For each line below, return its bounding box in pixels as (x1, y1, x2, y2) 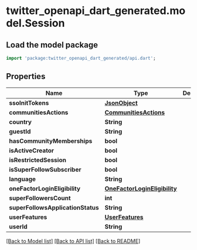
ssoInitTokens (9, 98, 49, 107)
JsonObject (104, 98, 138, 107)
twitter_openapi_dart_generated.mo (6, 4, 186, 18)
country (9, 118, 32, 126)
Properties (6, 71, 46, 81)
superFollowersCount (9, 194, 72, 202)
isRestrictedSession (9, 156, 66, 164)
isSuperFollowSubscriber (9, 165, 81, 173)
